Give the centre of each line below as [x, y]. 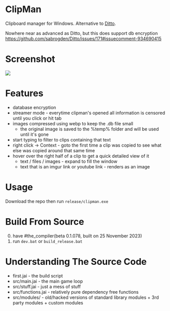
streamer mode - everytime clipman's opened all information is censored [89, 113]
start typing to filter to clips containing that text [62, 140]
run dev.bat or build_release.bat [47, 241]
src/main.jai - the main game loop [48, 281]
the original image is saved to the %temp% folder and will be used [89, 129]
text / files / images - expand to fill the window [69, 161]
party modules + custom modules [48, 302]
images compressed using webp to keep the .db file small [73, 123]
